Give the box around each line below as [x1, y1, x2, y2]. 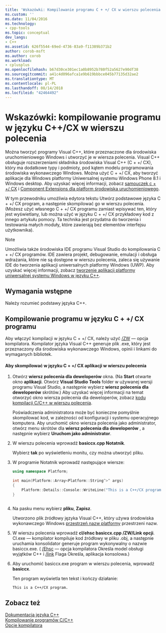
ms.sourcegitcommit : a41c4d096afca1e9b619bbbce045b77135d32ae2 [5, 72, 139, 77]
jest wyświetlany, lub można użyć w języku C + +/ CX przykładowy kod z [5, 211, 155, 217]
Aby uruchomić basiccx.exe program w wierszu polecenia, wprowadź [12, 561, 155, 567]
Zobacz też [5, 598, 41, 607]
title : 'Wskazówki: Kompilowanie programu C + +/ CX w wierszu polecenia [5, 7, 161, 12]
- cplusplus [5, 62, 30, 67]
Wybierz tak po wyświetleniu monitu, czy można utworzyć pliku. [12, 450, 144, 456]
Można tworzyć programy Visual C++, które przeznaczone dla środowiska [5, 149, 157, 155]
